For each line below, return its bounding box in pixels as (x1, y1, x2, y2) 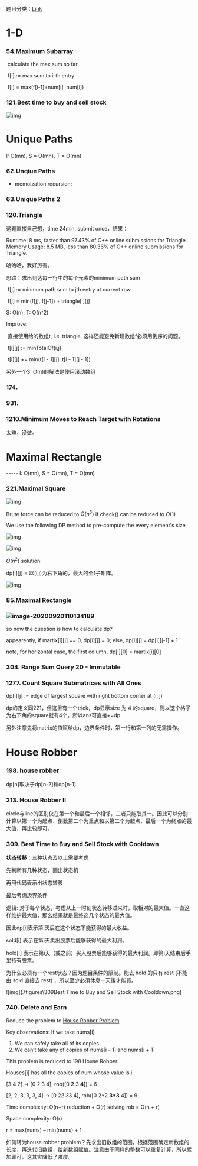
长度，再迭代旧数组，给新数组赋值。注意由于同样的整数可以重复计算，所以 (6, 1146, 187, 1153)
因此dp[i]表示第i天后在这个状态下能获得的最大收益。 (6, 924, 133, 931)
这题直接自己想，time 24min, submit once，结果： (6, 225, 128, 232)
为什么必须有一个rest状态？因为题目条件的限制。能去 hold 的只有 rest (6, 969, 174, 977)
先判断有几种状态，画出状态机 (6, 867, 78, 874)
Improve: (6, 320, 28, 328)
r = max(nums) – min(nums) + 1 (6, 1126, 82, 1133)
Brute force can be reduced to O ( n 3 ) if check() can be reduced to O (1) (6, 509, 176, 517)
